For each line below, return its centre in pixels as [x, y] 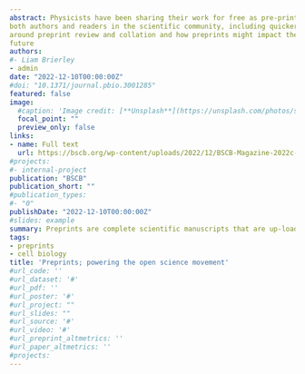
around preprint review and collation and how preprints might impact [146, 34]
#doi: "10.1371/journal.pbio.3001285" [83, 85]
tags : [20, 237]
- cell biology [38, 254]
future [22, 43]
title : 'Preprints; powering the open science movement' [119, 263]
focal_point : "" [48, 119]
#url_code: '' [36, 271]
